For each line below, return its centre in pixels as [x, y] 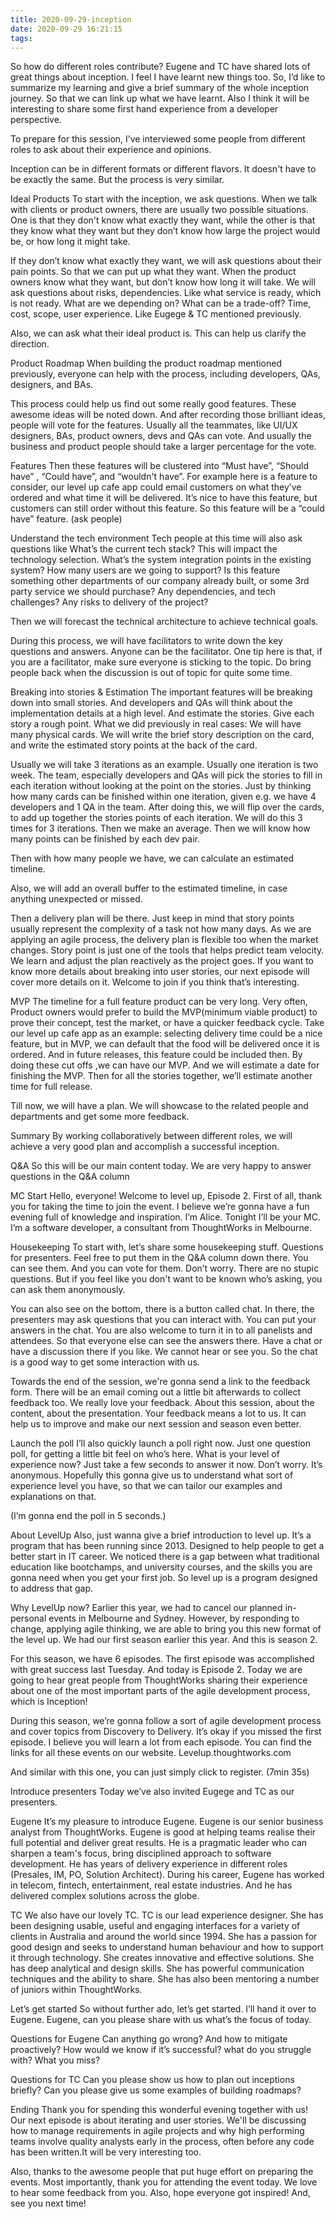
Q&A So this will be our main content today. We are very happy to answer [161, 1166]
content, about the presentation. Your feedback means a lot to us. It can [158, 1413]
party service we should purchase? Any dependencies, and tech [143, 592]
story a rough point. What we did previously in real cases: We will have [156, 724]
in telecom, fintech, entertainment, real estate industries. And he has [151, 1885]
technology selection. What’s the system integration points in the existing [161, 560]
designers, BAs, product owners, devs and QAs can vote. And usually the [161, 436]
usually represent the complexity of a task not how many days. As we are [161, 929]
